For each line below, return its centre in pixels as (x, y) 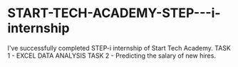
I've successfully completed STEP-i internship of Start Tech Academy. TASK (119, 48)
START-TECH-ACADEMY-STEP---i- (114, 13)
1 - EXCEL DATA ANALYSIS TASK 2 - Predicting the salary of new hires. (112, 56)
